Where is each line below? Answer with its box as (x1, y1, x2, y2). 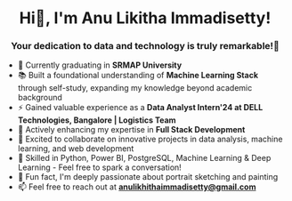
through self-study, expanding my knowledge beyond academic (17, 83, 253, 93)
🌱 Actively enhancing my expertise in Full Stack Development (17, 125, 246, 135)
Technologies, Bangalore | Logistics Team (17, 115, 176, 125)
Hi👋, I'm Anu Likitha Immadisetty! (19, 8, 272, 28)
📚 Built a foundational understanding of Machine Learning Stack (17, 70, 259, 81)
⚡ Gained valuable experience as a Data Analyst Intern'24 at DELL (17, 102, 264, 113)
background (17, 92, 62, 103)
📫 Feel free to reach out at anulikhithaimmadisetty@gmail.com (17, 181, 256, 192)
